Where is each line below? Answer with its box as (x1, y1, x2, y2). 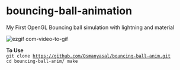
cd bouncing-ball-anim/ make (6, 58, 78, 64)
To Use (6, 46, 24, 54)
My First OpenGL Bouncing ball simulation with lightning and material (6, 24, 175, 31)
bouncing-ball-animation (6, 4, 132, 18)
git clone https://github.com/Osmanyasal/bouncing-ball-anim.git (6, 53, 171, 59)
